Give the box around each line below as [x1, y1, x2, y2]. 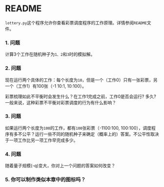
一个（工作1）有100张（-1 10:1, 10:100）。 [5, 83, 87, 89]
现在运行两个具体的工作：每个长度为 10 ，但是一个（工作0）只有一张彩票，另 [5, 77, 158, 83]
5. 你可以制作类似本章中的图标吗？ [5, 176, 86, 183]
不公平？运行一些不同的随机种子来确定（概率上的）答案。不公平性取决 [18, 131, 159, 137]
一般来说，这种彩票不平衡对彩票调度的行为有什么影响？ [5, 99, 116, 105]
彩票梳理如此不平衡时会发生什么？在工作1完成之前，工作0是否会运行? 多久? [5, 93, 156, 99]
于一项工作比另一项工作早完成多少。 [5, 137, 78, 143]
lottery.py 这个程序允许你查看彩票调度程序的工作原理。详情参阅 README [5, 20, 147, 25]
